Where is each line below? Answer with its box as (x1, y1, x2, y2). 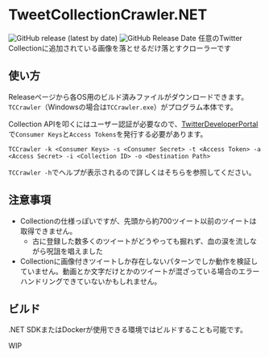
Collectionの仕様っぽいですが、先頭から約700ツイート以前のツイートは (19, 215, 257, 226)
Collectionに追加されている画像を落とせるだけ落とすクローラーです (8, 43, 232, 53)
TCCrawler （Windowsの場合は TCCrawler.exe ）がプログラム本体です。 (8, 102, 238, 112)
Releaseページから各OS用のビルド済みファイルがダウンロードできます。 (8, 92, 249, 101)
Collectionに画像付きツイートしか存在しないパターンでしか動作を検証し (19, 256, 259, 266)
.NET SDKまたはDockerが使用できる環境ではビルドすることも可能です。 (8, 325, 248, 334)
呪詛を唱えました (46, 246, 103, 256)
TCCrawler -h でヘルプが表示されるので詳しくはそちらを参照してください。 (8, 167, 256, 177)
